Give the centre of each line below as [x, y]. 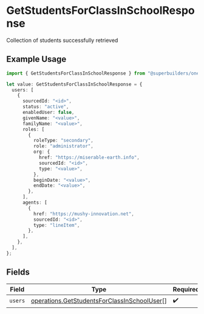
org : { [42, 152]
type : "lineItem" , [56, 225]
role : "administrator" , [63, 146]
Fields [18, 272]
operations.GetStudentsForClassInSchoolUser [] [99, 301]
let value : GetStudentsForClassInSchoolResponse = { [74, 84]
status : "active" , [46, 107]
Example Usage [36, 59]
